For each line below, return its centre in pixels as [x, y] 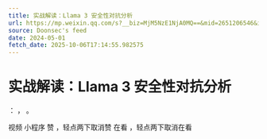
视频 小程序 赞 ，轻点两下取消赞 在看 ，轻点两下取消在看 [100, 127]
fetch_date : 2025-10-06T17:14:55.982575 [76, 45]
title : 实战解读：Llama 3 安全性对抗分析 [71, 15]
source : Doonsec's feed [48, 30]
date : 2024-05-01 [37, 38]
